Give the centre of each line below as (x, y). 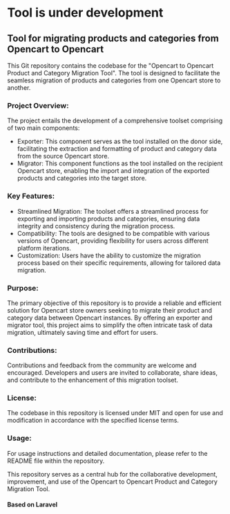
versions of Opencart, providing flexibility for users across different (113, 241)
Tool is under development (85, 13)
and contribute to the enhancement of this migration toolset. (93, 380)
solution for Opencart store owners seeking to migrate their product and (110, 310)
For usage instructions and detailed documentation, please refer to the (107, 453)
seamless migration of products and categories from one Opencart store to (114, 80)
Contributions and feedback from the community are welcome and (102, 365)
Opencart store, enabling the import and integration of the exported (113, 171)
